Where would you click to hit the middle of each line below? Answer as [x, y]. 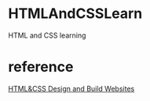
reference [41, 67]
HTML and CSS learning [47, 35]
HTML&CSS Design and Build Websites [71, 88]
